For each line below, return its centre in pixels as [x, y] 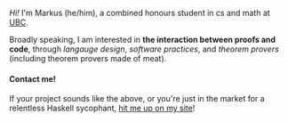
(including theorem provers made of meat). [88, 58]
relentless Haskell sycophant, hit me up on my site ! [102, 108]
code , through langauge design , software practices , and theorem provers [144, 49]
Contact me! [32, 78]
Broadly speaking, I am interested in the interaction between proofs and [143, 40]
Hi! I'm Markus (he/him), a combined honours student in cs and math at [140, 13]
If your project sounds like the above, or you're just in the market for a [137, 99]
